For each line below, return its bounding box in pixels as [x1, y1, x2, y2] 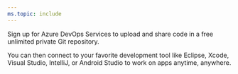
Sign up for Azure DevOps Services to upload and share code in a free [7, 30, 214, 38]
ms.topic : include [7, 10, 62, 18]
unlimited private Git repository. [7, 37, 99, 46]
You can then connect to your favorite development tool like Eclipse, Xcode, [7, 51, 229, 59]
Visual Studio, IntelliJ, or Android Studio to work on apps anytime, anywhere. [7, 58, 232, 67]
